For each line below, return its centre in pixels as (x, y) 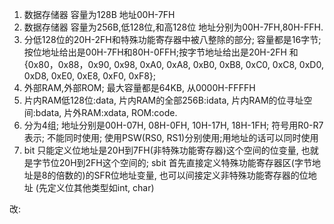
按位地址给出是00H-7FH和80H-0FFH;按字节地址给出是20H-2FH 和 (161, 52)
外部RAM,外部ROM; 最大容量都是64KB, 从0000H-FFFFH (139, 87)
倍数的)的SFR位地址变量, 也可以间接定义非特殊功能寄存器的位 (182, 175)
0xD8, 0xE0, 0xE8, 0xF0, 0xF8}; (90, 76)
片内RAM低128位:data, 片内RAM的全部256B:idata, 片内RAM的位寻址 (163, 100)
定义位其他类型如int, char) (101, 187)
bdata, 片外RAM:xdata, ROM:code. (106, 112)
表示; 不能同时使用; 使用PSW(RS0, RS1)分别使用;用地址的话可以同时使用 (171, 137)
